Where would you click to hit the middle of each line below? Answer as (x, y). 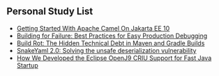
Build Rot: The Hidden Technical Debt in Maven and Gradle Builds (111, 43)
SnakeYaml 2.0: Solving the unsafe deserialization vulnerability (106, 50)
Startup (28, 65)
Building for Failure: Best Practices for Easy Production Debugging (112, 36)
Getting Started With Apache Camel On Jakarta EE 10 (93, 28)
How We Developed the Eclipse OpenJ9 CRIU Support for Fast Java (114, 58)
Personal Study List (50, 12)
